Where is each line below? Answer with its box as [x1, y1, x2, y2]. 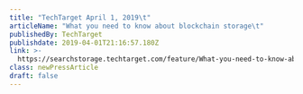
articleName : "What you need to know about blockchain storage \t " [9, 21, 264, 30]
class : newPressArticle [9, 64, 99, 73]
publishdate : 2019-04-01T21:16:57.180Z [9, 38, 160, 47]
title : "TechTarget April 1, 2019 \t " [9, 13, 151, 22]
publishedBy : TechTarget [9, 30, 103, 38]
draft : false [9, 72, 59, 81]
